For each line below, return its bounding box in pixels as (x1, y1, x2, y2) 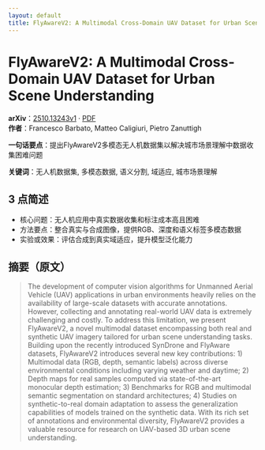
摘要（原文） (8, 260, 71, 274)
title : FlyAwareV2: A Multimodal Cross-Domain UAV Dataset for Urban (8, 19, 242, 27)
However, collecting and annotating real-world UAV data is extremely (27, 307, 252, 316)
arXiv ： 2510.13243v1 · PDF (8, 114, 96, 123)
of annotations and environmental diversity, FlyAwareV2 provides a (27, 416, 245, 425)
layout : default (8, 11, 62, 20)
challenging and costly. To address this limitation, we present (27, 316, 226, 325)
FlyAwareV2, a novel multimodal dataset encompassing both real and (27, 323, 252, 333)
